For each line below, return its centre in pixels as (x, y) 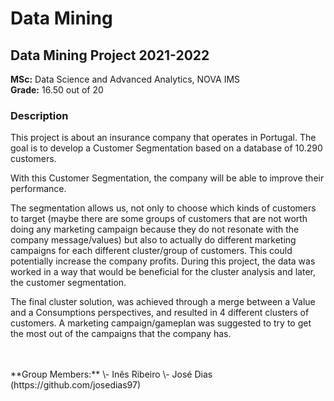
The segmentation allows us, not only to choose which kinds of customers (163, 208)
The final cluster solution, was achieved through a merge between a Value (163, 302)
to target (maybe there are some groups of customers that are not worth (159, 219)
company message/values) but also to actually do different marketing (153, 240)
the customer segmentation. (68, 283)
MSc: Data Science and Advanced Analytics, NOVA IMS (125, 79)
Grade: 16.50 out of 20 (57, 90)
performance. (38, 189)
